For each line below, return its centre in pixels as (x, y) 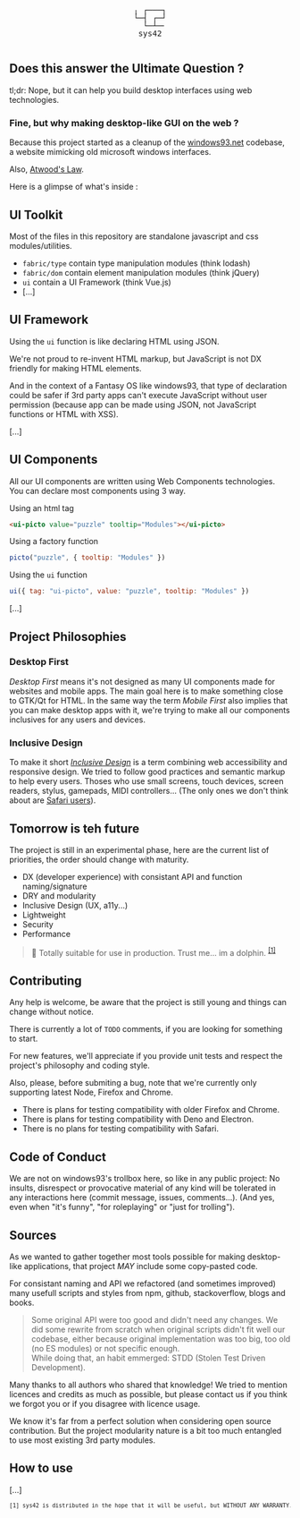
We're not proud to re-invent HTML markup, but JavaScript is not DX (135, 358)
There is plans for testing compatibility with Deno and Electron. (138, 1119)
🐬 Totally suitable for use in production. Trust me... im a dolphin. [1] (153, 951)
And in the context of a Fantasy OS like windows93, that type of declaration (148, 385)
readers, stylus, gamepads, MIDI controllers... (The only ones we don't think (149, 791)
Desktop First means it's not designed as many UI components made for (142, 681)
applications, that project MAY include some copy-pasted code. (141, 1266)
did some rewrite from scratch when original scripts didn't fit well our (158, 1330)
